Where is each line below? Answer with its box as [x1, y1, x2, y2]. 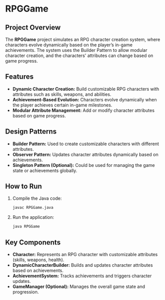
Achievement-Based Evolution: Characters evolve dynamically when [12, 96, 157, 102]
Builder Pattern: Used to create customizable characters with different [12, 141, 159, 147]
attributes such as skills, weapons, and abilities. [12, 91, 112, 97]
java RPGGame [12, 224, 40, 229]
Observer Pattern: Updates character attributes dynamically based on [12, 151, 158, 157]
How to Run [5, 182, 42, 191]
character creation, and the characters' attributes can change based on [5, 52, 153, 58]
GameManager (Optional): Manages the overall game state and [12, 283, 145, 289]
